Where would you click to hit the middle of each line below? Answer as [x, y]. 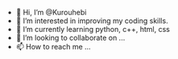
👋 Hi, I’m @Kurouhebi [51, 12]
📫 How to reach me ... [53, 47]
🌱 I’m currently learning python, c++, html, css [93, 29]
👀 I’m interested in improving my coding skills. [92, 21]
